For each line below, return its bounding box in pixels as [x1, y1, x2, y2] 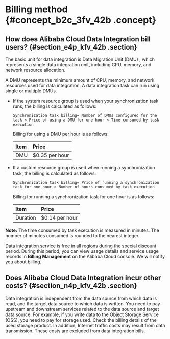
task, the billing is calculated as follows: [12, 170, 96, 176]
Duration [15, 214, 36, 221]
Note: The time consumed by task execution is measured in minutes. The [5, 227, 159, 233]
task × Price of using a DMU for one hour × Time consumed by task [12, 117, 159, 123]
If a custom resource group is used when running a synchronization [12, 165, 155, 171]
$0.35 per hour [32, 152, 69, 159]
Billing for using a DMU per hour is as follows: [12, 131, 109, 137]
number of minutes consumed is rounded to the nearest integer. [5, 233, 140, 238]
